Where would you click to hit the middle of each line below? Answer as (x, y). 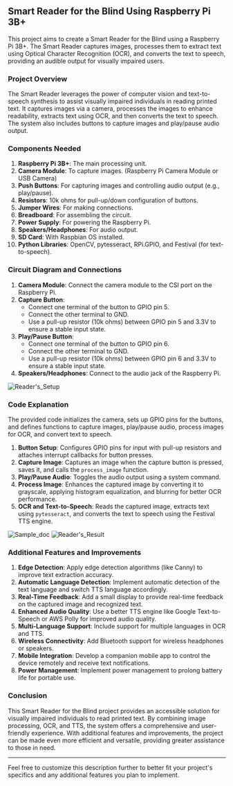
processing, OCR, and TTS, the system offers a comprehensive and (104, 725)
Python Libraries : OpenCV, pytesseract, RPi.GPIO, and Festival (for (113, 244)
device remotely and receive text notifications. (84, 663)
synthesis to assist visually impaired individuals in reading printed (124, 101)
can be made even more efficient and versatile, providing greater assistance (116, 740)
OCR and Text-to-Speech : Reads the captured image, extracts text (113, 506)
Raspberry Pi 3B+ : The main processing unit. (82, 164)
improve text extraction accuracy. (65, 575)
